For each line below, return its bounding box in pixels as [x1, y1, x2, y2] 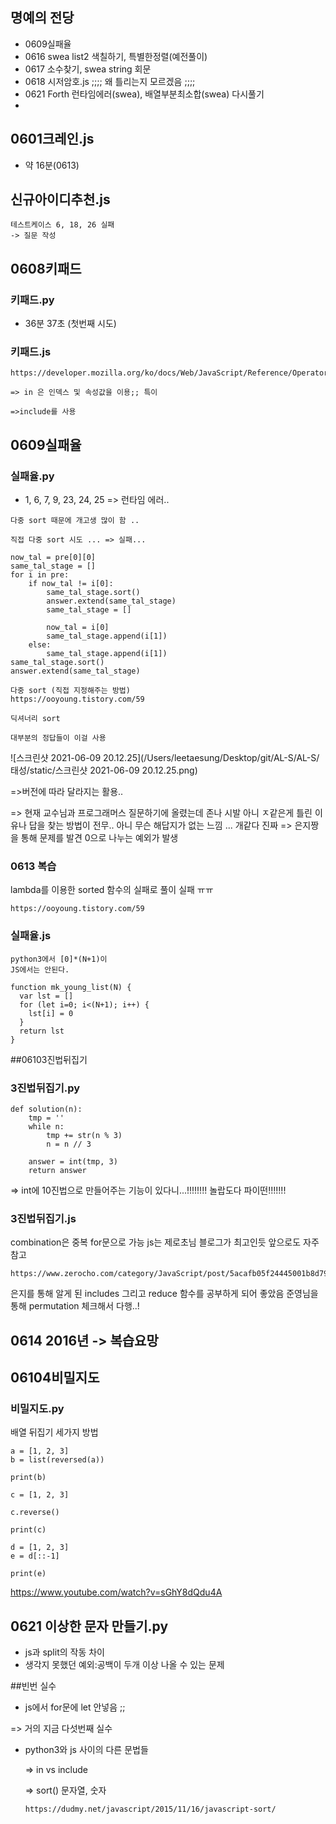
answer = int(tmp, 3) [28, 1157, 118, 1167]
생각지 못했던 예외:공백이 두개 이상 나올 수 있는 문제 [24, 1659, 225, 1671]
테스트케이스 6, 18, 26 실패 [10, 220, 115, 230]
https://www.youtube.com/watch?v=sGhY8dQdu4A [10, 1586, 223, 1598]
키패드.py [10, 293, 55, 307]
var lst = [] [19, 991, 74, 1001]
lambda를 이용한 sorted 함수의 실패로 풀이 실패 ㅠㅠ [10, 884, 214, 896]
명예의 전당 [10, 9, 75, 27]
